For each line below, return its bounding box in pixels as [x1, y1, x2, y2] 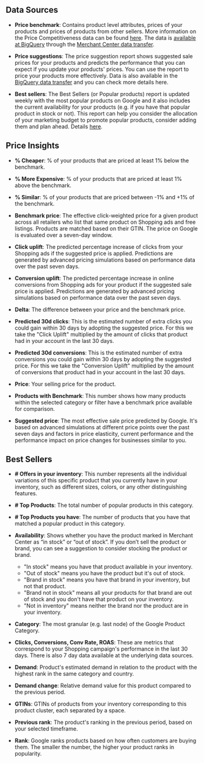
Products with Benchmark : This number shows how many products [14, 392, 186, 399]
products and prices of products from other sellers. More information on [14, 28, 197, 35]
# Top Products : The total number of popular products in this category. [14, 501, 194, 509]
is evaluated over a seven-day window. [14, 231, 113, 238]
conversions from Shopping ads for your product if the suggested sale [14, 281, 192, 288]
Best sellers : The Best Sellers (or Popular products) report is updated [14, 90, 190, 97]
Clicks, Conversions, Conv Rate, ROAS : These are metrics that [14, 639, 174, 646]
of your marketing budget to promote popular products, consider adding [14, 116, 197, 123]
